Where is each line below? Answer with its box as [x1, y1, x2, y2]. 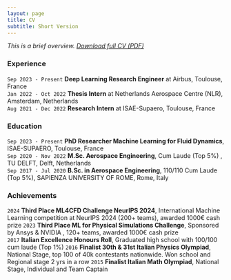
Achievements [7, 190, 57, 200]
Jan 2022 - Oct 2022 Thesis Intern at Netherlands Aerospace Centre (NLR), [7, 89, 223, 97]
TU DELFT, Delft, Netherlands [7, 159, 92, 167]
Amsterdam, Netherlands [7, 97, 79, 105]
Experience [7, 59, 46, 69]
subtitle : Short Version [7, 23, 79, 30]
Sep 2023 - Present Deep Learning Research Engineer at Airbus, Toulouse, [7, 74, 223, 83]
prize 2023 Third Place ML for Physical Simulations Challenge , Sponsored [7, 221, 219, 230]
